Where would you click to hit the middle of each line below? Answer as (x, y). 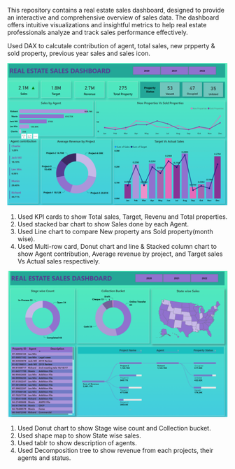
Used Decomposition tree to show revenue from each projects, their (115, 450)
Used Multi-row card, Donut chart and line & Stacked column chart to (117, 246)
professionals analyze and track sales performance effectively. (98, 32)
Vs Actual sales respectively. (58, 261)
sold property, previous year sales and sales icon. (79, 53)
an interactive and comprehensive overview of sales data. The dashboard (113, 17)
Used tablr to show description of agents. (77, 442)
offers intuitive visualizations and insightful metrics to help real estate (107, 25)
